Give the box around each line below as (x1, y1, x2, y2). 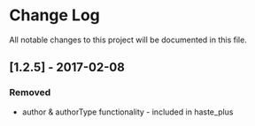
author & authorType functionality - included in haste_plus (21, 107, 234, 117)
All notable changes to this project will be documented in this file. (9, 34, 248, 45)
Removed (9, 86, 51, 99)
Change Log (9, 5, 100, 26)
